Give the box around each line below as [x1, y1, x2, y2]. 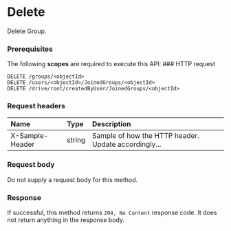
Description [91, 119, 132, 128]
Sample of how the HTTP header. [91, 130, 199, 140]
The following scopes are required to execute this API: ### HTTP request [7, 60, 215, 68]
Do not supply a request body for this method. [7, 175, 138, 183]
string [66, 135, 86, 145]
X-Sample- [10, 130, 49, 140]
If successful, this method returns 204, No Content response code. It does [7, 208, 217, 217]
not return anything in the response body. [7, 216, 125, 224]
